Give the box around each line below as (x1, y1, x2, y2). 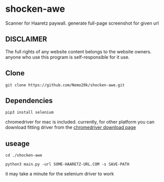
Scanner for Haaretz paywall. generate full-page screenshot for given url (5, 20, 159, 26)
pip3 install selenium (5, 110, 54, 115)
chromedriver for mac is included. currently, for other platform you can (5, 119, 155, 125)
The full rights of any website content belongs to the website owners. (5, 48, 152, 54)
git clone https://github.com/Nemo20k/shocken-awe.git (5, 83, 125, 88)
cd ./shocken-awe (5, 153, 43, 158)
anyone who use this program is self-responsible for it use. (5, 54, 130, 60)
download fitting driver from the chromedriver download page (5, 124, 136, 131)
